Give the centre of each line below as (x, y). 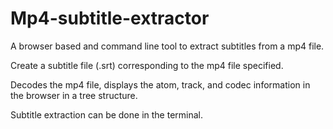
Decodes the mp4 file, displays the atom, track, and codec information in (160, 84)
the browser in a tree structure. (74, 95)
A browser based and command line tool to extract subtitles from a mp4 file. (167, 46)
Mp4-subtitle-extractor (110, 18)
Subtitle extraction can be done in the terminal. (106, 114)
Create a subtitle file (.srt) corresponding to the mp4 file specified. (147, 65)
